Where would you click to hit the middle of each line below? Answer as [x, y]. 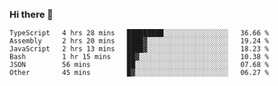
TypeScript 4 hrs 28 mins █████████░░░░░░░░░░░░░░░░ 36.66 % [139, 33]
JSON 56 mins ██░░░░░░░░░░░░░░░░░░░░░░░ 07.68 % [139, 65]
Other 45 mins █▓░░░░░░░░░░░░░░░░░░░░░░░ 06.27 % [139, 73]
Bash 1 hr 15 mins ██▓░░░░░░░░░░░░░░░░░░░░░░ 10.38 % [139, 57]
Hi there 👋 [32, 14]
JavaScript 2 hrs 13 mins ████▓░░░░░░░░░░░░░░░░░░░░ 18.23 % [139, 49]
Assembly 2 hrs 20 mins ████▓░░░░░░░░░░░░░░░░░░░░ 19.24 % [139, 41]
